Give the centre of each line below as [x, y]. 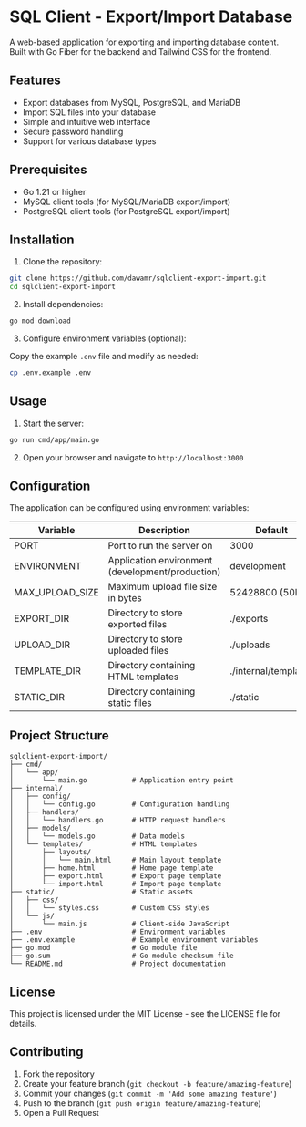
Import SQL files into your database [89, 112]
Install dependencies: [63, 305]
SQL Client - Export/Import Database [151, 17]
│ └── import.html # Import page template [116, 884]
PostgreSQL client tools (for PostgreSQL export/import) [126, 211]
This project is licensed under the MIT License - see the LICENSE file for [145, 1013]
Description [164, 531]
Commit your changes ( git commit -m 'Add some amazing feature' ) [150, 1093]
